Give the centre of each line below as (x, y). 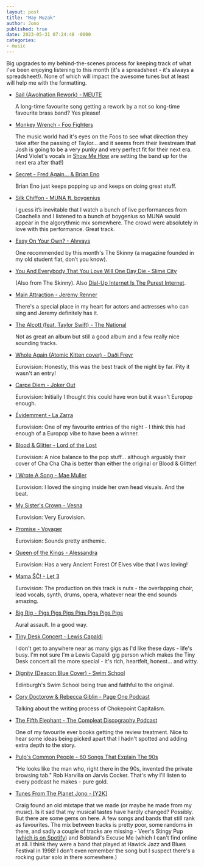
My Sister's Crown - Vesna (49, 505)
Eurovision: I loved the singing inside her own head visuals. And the (100, 487)
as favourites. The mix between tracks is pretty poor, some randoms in (104, 824)
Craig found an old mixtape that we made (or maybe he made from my (103, 805)
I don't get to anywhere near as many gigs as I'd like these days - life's (104, 648)
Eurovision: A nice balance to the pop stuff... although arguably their (100, 457)
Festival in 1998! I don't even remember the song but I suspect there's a (105, 851)
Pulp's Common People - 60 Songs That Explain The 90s (86, 757)
